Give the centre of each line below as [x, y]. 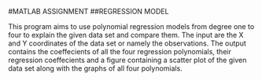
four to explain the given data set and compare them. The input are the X [126, 35]
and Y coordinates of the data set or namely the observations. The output [127, 43]
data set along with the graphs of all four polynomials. [95, 68]
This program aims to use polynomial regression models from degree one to [131, 26]
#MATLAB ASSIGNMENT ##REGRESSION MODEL [89, 11]
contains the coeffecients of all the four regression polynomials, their [120, 52]
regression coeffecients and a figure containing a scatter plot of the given [127, 60]
